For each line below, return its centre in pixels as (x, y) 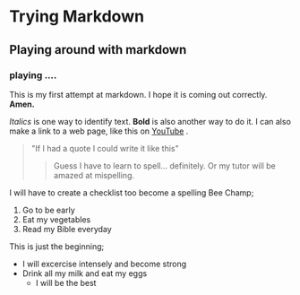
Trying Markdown (77, 17)
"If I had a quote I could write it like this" (105, 148)
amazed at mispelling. (94, 175)
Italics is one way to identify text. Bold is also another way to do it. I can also (150, 121)
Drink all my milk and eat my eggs (85, 273)
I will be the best (66, 282)
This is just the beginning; (57, 246)
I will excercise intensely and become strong (104, 264)
